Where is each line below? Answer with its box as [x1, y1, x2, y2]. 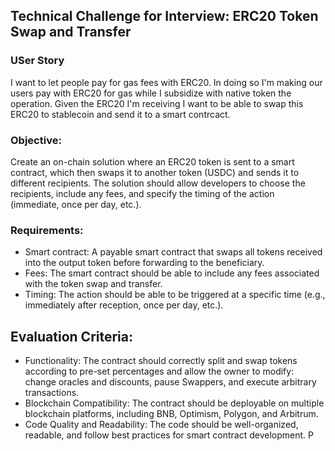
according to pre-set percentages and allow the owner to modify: [24, 365, 295, 378]
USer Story [10, 54, 65, 68]
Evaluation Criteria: [10, 328, 134, 345]
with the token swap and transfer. [24, 278, 163, 290]
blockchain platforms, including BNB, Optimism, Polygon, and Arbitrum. [24, 408, 319, 420]
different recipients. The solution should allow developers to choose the [10, 177, 306, 189]
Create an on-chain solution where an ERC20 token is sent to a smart [10, 155, 295, 168]
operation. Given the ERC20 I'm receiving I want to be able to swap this [10, 97, 304, 109]
